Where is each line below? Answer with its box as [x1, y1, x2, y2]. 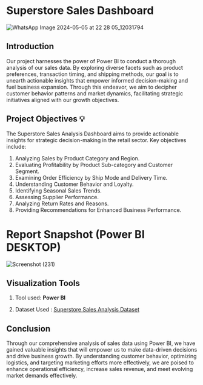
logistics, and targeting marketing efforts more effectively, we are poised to [6, 359, 194, 366]
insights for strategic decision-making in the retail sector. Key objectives [6, 136, 187, 143]
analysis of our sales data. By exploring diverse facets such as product [6, 64, 184, 71]
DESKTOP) [6, 240, 61, 254]
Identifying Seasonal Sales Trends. [15, 186, 102, 194]
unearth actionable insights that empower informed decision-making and [6, 77, 188, 84]
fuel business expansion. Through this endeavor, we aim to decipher [6, 83, 178, 90]
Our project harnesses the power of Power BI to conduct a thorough [6, 57, 176, 64]
